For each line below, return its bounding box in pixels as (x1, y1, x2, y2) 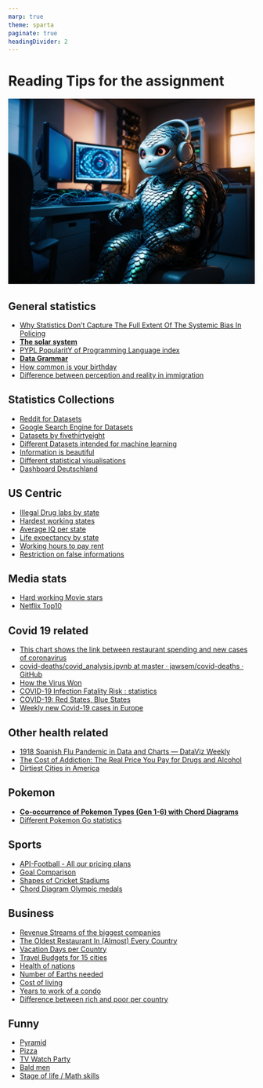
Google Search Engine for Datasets (19, 422, 133, 432)
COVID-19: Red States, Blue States (19, 695, 131, 704)
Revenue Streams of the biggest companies (19, 927, 161, 937)
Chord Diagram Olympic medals (19, 884, 123, 893)
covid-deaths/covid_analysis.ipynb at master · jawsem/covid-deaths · (19, 662, 244, 671)
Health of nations (19, 961, 76, 970)
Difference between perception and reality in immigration (19, 371, 204, 380)
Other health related (8, 726, 109, 739)
